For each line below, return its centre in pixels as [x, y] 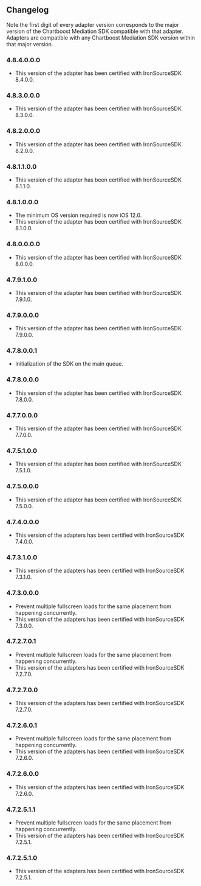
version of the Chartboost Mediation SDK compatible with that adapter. [95, 31]
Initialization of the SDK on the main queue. [69, 364]
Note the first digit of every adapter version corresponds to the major [93, 24]
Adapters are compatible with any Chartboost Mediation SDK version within [101, 37]
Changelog [28, 10]
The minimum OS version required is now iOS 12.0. [78, 215]
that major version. [30, 44]
